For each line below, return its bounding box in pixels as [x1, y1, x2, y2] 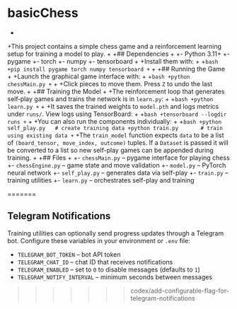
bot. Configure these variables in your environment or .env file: [7, 236, 191, 245]
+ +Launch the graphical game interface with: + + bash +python [7, 72, 190, 81]
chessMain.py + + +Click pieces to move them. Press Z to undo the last [7, 79, 213, 88]
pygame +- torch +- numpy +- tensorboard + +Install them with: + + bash [7, 57, 219, 65]
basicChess [7, 5, 79, 21]
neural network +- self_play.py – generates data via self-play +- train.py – [7, 168, 229, 177]
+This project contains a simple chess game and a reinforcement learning [7, 42, 221, 50]
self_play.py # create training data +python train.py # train [7, 124, 223, 132]
